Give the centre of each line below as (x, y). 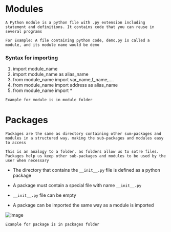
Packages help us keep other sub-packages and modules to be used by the (86, 156)
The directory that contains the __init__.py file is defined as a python (86, 170)
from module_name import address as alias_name (65, 85)
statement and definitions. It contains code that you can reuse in (80, 27)
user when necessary (27, 161)
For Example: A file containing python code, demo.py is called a (78, 40)
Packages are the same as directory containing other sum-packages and (83, 134)
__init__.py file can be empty (45, 195)
